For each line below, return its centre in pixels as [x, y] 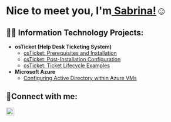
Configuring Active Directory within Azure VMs [80, 78]
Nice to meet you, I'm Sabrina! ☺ [87, 11]
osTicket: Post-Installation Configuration [72, 59]
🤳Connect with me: [42, 96]
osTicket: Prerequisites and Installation [70, 53]
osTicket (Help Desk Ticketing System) [63, 47]
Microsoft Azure [35, 72]
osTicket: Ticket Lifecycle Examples [67, 65]
